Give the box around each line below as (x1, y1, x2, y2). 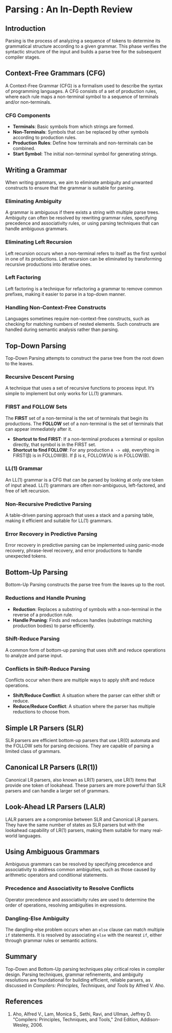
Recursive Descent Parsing (5, 373, 74, 380)
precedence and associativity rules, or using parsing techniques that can (5, 220, 159, 227)
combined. (12, 145, 36, 152)
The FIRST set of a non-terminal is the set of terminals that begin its (5, 415, 148, 421)
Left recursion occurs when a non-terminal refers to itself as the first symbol (5, 250, 166, 256)
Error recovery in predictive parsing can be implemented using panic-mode (5, 542, 164, 548)
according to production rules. (12, 135, 77, 141)
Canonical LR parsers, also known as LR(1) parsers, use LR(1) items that (5, 777, 156, 783)
